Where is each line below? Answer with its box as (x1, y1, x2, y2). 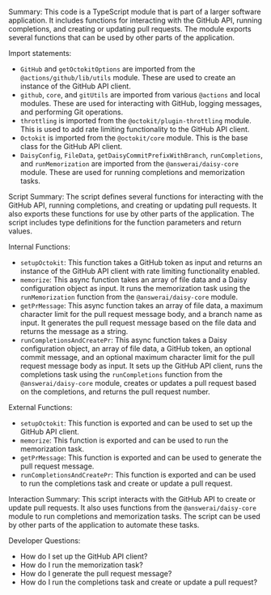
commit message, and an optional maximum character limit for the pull (19, 353, 255, 362)
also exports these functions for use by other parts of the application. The (8, 209, 255, 218)
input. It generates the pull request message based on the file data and (19, 318, 256, 327)
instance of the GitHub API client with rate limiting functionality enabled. (19, 267, 260, 276)
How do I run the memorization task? (19, 560, 143, 570)
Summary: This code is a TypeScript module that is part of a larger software (8, 7, 261, 16)
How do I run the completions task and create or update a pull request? (19, 577, 257, 587)
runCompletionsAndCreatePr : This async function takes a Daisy (19, 336, 228, 345)
